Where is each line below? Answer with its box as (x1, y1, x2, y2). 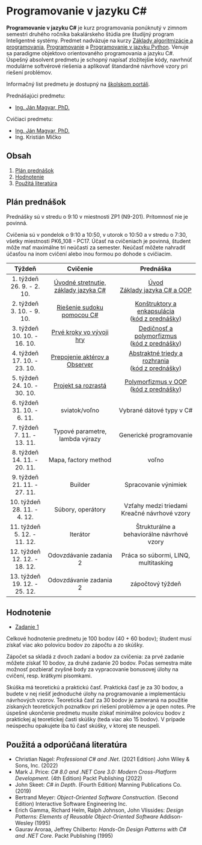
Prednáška (140, 264, 172, 273)
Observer (66, 360, 94, 368)
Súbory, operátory (54, 505, 106, 513)
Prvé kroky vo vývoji (51, 328, 109, 336)
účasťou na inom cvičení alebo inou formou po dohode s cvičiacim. (6, 250, 173, 257)
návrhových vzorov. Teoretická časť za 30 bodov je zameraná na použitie (6, 697, 188, 704)
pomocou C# (61, 311, 99, 319)
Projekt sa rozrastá (53, 381, 107, 389)
